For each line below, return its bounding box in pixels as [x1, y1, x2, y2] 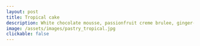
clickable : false [6, 31, 49, 37]
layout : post [6, 8, 39, 15]
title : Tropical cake [6, 14, 60, 20]
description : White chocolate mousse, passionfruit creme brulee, [6, 20, 174, 26]
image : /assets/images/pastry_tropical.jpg [6, 25, 116, 32]
